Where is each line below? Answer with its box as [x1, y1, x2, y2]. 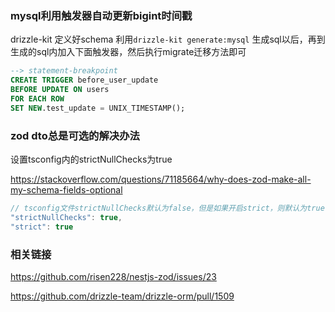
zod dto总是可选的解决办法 [10, 128, 140, 142]
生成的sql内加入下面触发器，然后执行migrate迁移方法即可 [10, 46, 247, 58]
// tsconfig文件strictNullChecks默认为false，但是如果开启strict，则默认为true [10, 203, 325, 213]
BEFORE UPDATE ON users [10, 85, 110, 95]
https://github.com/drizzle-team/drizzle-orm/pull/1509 [10, 290, 235, 302]
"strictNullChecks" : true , [10, 212, 123, 222]
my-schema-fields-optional [10, 183, 123, 196]
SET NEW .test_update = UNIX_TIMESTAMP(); [10, 103, 186, 113]
